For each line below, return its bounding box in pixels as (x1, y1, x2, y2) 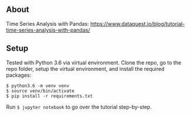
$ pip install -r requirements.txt (6, 93, 93, 99)
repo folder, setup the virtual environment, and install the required (6, 65, 165, 72)
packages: (6, 71, 32, 79)
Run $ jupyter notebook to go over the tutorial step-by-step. (6, 103, 152, 110)
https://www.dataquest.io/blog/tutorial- (90, 20, 185, 27)
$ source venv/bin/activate (6, 88, 75, 94)
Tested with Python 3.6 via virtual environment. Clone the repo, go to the (6, 59, 182, 66)
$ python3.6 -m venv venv (6, 83, 69, 88)
